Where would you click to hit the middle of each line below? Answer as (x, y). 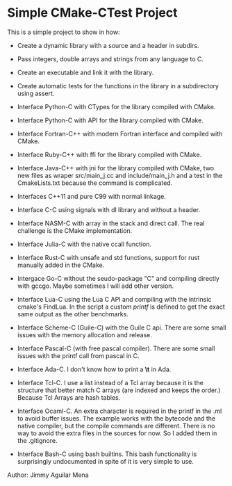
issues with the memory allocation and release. (85, 334)
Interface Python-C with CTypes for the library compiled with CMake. (116, 106)
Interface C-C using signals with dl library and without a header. (109, 209)
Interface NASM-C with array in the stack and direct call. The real (111, 223)
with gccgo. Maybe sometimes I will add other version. (96, 286)
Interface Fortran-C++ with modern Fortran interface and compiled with (120, 133)
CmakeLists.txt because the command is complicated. (95, 183)
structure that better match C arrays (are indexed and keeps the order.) (119, 390)
